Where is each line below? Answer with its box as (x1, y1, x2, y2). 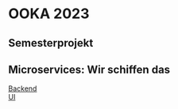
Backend (8, 84, 37, 93)
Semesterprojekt (8, 36, 94, 50)
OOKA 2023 (8, 5, 90, 23)
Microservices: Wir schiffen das (8, 62, 171, 76)
